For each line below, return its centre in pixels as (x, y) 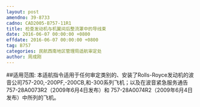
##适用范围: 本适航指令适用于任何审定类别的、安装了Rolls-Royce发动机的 (98, 75)
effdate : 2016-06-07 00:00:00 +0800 (52, 40)
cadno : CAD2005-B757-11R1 (39, 23)
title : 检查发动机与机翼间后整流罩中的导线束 (56, 29)
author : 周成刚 (24, 57)
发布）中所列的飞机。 (33, 97)
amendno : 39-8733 (28, 18)
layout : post (23, 12)
